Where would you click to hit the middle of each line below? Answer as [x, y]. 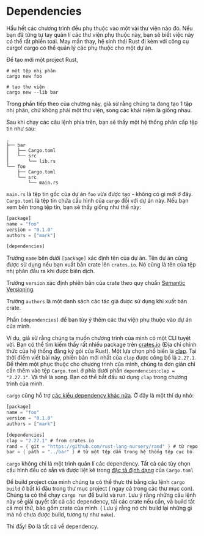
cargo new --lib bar [33, 92]
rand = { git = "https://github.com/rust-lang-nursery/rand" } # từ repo [102, 446]
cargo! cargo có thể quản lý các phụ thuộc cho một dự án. [80, 48]
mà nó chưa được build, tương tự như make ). [61, 515]
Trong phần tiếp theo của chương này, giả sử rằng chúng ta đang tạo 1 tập [99, 104]
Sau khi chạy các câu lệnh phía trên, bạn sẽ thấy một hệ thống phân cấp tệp [102, 122]
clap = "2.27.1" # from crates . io [50, 440]
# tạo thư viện [26, 87]
